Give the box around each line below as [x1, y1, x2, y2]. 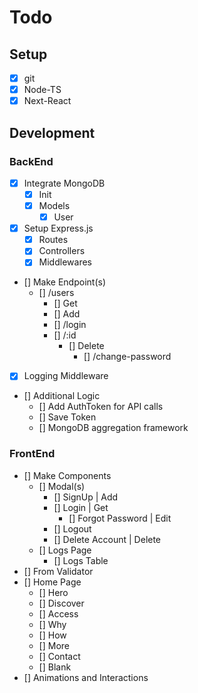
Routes [38, 234, 69, 246]
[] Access [38, 607, 79, 620]
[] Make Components [23, 469, 112, 481]
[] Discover [38, 597, 85, 609]
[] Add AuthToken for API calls [38, 401, 164, 413]
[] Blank [38, 661, 72, 673]
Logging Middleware [23, 370, 109, 382]
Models [38, 200, 71, 211]
